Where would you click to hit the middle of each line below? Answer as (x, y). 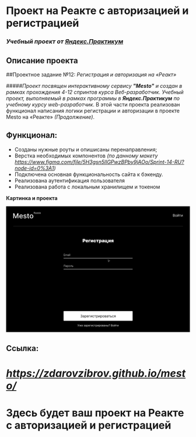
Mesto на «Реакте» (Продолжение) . (50, 117)
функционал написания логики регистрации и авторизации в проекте (93, 111)
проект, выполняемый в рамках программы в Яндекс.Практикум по (93, 98)
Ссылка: (22, 348)
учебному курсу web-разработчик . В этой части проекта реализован (93, 104)
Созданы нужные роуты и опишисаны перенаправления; (86, 149)
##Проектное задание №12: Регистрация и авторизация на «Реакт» (91, 74)
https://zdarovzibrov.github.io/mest (96, 374)
